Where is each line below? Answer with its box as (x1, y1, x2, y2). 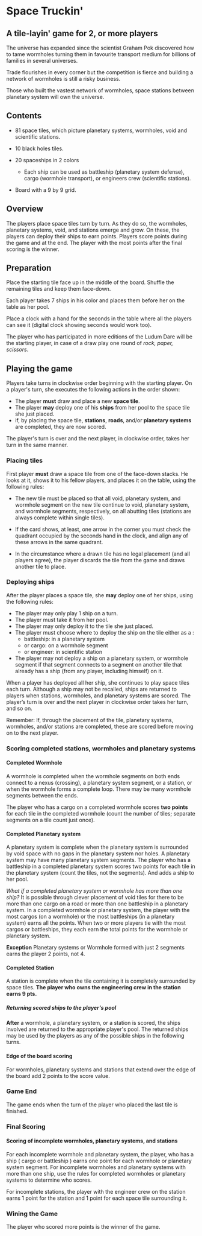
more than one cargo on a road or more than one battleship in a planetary (6, 900, 188, 907)
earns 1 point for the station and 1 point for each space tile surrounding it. (6, 1194, 188, 1202)
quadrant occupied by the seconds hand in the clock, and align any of (14, 532, 188, 539)
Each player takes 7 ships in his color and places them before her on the (6, 297, 185, 304)
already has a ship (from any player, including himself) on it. (14, 667, 164, 674)
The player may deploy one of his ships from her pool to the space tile (14, 404, 191, 411)
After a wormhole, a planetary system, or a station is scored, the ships (6, 1019, 181, 1027)
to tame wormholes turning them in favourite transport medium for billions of (6, 51, 196, 58)
